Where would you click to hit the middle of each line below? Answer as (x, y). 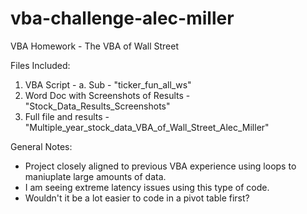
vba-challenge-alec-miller (122, 18)
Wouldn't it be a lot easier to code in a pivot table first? (137, 198)
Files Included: (40, 65)
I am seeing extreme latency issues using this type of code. (147, 187)
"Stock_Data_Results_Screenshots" (97, 106)
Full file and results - (67, 116)
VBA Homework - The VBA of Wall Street (94, 46)
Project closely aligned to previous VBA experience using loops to (160, 166)
